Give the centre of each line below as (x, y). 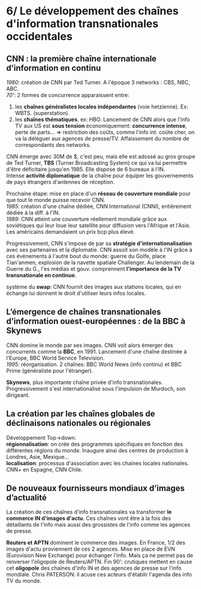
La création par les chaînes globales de (81, 414)
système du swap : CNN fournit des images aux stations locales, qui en (94, 287)
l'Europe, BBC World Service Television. (55, 358)
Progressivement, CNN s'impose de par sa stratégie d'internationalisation (99, 243)
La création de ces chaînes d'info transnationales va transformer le (89, 512)
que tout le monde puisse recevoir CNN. (56, 200)
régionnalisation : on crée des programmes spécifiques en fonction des (94, 444)
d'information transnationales (82, 24)
